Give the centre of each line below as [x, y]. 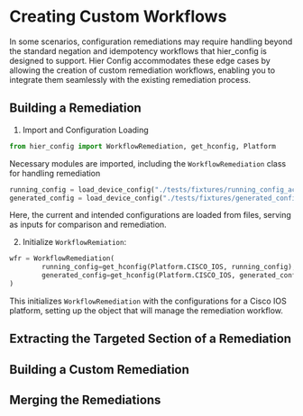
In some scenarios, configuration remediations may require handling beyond [151, 41]
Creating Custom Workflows [118, 17]
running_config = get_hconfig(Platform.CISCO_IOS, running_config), [169, 267]
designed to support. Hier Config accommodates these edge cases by [140, 60]
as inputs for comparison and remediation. [88, 225]
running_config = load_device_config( [82, 190]
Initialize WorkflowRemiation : [74, 242]
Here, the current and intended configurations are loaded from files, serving [150, 215]
